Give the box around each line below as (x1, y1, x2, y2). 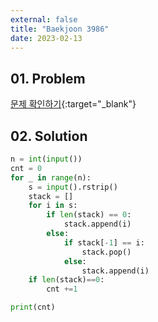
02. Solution (10, 127, 88, 145)
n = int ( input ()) (10, 154, 83, 164)
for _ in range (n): (10, 172, 92, 183)
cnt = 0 (10, 163, 43, 173)
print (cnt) (10, 302, 56, 313)
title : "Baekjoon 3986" (10, 24, 110, 34)
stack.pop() (81, 247, 132, 257)
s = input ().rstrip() (28, 182, 118, 192)
